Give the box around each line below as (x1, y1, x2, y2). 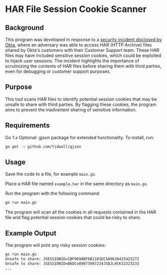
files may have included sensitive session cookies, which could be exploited (5, 52, 162, 58)
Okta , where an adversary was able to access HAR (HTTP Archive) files (5, 42, 152, 48)
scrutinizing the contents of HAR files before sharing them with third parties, (5, 63, 162, 69)
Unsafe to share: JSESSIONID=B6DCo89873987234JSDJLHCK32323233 (5, 261, 140, 266)
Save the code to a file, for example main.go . (5, 171, 96, 177)
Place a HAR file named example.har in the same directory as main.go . (5, 181, 148, 187)
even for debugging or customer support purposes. (5, 68, 111, 74)
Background (5, 23, 44, 32)
